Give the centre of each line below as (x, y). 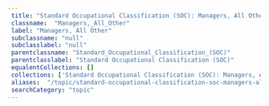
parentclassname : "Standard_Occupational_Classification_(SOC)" (120, 53)
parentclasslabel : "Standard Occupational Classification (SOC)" (122, 61)
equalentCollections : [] (52, 68)
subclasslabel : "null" (49, 45)
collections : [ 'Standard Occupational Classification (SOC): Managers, (133, 75)
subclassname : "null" (47, 38)
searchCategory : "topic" (52, 90)
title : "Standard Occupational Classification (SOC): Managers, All (128, 16)
